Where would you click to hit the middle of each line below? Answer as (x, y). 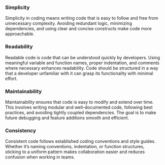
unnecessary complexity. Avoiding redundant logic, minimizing (68, 23)
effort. (12, 79)
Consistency (21, 130)
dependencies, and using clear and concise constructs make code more (78, 29)
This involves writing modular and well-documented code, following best (79, 107)
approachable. (20, 34)
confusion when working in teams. (40, 157)
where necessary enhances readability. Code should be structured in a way (82, 68)
